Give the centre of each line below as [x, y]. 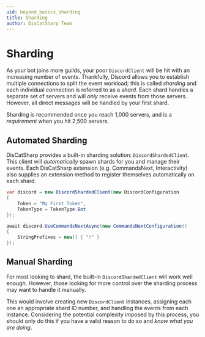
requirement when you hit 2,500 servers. [58, 121]
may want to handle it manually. [46, 289]
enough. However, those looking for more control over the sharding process [102, 283]
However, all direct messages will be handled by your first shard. [88, 103]
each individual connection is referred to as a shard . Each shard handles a [100, 90]
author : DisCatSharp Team [39, 23]
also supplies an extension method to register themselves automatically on [100, 175]
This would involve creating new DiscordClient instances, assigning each [99, 301]
